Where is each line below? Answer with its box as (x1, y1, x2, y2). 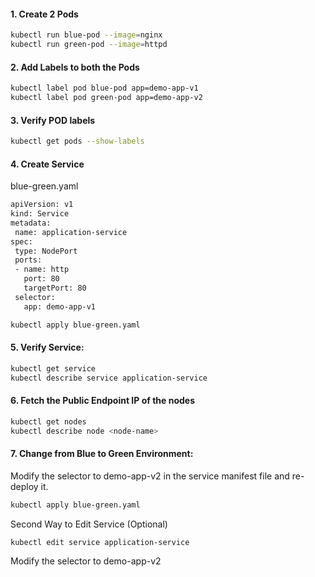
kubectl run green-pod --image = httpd (10, 40, 168, 50)
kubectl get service (10, 363, 97, 374)
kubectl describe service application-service (10, 373, 208, 383)
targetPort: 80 (23, 283, 87, 294)
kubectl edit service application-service (10, 537, 190, 547)
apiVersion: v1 (10, 200, 74, 210)
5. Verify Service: (10, 341, 85, 354)
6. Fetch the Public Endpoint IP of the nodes (10, 395, 195, 407)
